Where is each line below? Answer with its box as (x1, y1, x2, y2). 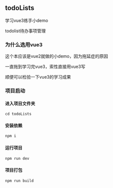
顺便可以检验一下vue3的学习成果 (5, 74, 71, 80)
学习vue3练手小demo (5, 17, 48, 23)
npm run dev (5, 156, 29, 161)
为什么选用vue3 (5, 41, 43, 48)
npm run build (5, 178, 34, 183)
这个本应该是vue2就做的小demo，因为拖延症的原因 (5, 53, 109, 59)
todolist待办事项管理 (5, 28, 46, 34)
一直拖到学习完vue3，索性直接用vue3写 (5, 63, 86, 70)
